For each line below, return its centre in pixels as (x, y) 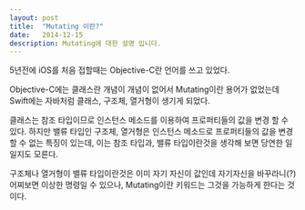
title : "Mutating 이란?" (57, 26)
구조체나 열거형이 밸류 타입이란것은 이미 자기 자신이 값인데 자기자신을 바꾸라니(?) (153, 174)
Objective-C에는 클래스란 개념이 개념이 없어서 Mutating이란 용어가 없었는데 (145, 90)
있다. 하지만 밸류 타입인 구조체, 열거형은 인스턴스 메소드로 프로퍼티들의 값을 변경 (152, 132)
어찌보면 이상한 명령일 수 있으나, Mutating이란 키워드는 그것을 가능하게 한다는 (147, 185)
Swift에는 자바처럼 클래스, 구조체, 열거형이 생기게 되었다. (110, 101)
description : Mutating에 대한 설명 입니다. (86, 43)
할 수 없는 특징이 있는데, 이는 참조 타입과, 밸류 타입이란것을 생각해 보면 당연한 (147, 143)
